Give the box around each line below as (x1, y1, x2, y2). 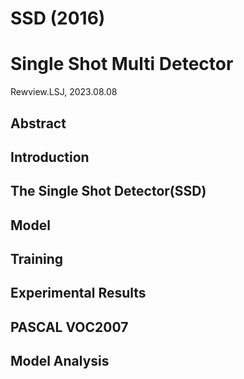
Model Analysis (10, 353, 110, 370)
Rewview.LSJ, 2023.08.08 (10, 86, 118, 98)
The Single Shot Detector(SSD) (10, 183, 207, 200)
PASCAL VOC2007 (10, 318, 129, 336)
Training (10, 251, 64, 268)
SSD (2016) (10, 7, 106, 30)
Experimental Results (10, 285, 147, 302)
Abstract (10, 115, 67, 132)
